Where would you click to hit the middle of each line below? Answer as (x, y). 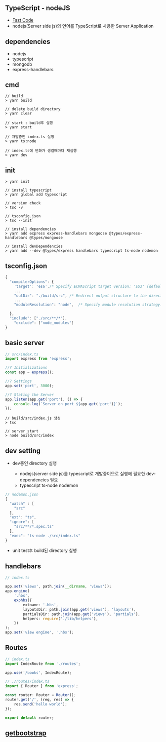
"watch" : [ (22, 504)
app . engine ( (17, 591)
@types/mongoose (46, 238)
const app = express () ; (30, 372)
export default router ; (30, 718)
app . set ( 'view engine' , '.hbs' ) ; (40, 632)
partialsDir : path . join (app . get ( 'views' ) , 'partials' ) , (82, 614)
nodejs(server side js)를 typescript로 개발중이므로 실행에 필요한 (83, 474)
